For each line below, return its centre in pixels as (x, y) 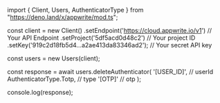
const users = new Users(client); (54, 58)
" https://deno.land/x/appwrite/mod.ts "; (63, 17)
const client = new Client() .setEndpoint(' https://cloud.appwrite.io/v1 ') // (110, 31)
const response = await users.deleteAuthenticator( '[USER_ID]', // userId (110, 72)
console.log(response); (40, 92)
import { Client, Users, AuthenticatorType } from (75, 10)
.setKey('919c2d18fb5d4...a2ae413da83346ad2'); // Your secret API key (110, 45)
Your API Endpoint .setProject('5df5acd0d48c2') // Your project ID (101, 38)
